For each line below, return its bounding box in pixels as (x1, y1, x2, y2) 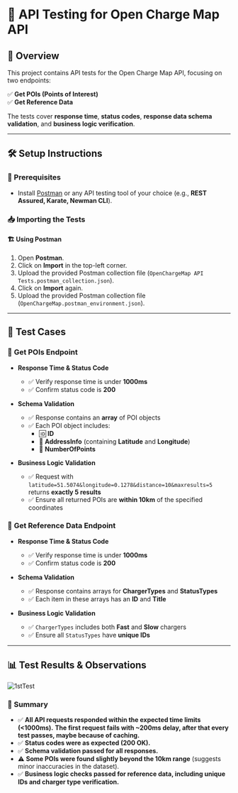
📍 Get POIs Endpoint (7, 347, 78, 357)
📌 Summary (7, 699, 48, 709)
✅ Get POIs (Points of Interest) (7, 90, 98, 98)
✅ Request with (28, 472, 74, 481)
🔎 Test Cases (7, 326, 66, 338)
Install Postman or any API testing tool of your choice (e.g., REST (17, 188, 207, 197)
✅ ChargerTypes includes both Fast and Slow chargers (28, 623, 186, 631)
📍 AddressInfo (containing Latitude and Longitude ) (38, 437, 191, 446)
